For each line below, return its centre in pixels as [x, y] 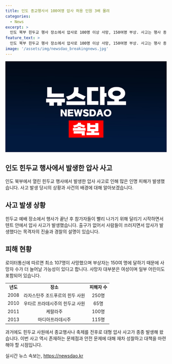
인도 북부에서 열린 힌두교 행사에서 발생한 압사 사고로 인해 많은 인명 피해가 [78, 181]
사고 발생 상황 [26, 205]
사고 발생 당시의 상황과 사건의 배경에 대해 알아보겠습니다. [77, 188]
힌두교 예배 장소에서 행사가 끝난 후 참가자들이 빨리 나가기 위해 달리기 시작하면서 [84, 219]
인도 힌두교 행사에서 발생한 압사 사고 [59, 168]
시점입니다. [31, 344]
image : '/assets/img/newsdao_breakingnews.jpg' [57, 49]
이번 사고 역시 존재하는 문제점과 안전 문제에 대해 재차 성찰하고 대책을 [89, 338]
